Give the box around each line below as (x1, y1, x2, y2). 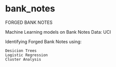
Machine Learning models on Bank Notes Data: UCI (5, 29, 111, 35)
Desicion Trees (5, 48, 37, 53)
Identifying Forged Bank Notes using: (5, 38, 82, 45)
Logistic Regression (5, 53, 48, 58)
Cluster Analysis (5, 57, 41, 62)
